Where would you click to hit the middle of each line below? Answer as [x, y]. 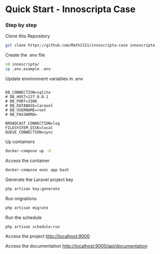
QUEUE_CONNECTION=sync [29, 133]
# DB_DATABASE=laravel [29, 106]
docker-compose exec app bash [37, 170]
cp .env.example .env [28, 69]
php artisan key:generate [32, 189]
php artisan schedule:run [32, 227]
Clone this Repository [28, 36]
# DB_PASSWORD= [21, 115]
